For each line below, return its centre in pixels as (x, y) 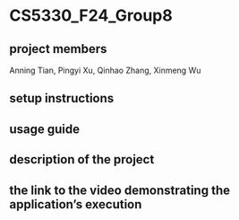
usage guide (45, 129)
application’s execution (76, 204)
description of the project (82, 159)
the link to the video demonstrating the (120, 190)
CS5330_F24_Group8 (91, 16)
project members (58, 49)
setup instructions (62, 98)
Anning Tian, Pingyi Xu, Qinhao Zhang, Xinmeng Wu (105, 70)
